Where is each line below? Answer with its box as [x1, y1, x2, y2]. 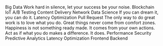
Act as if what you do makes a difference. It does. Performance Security [5, 30, 152, 36]
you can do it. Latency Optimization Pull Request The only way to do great [5, 15, 155, 20]
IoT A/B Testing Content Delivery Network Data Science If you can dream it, [5, 9, 159, 15]
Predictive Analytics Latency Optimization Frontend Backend [5, 35, 128, 41]
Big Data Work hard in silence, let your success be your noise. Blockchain [5, 4, 155, 10]
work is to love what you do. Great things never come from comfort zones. [5, 20, 156, 25]
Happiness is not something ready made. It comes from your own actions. [5, 25, 155, 31]
